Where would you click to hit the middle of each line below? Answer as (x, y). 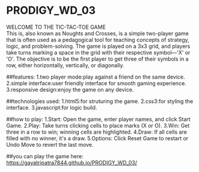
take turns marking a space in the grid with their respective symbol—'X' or (98, 52)
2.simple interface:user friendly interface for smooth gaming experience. (96, 83)
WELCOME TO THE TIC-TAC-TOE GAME (56, 27)
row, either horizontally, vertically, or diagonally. (65, 65)
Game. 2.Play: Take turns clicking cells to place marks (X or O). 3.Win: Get (98, 125)
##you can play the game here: (45, 156)
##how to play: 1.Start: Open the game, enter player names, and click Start (98, 119)
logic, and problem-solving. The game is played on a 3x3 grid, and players (98, 46)
